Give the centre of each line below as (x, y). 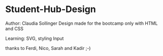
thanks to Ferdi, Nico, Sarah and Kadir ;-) (48, 48)
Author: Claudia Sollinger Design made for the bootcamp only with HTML (81, 23)
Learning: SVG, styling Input (35, 38)
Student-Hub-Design (51, 9)
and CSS (14, 28)
